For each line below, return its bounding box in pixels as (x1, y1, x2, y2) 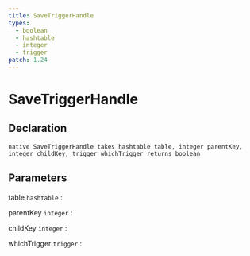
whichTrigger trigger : (8, 239, 83, 248)
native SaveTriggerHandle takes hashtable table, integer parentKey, (8, 142, 244, 151)
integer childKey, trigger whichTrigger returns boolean (8, 149, 201, 157)
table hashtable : (8, 192, 63, 202)
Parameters (8, 172, 67, 185)
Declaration (8, 122, 67, 135)
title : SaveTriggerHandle (8, 11, 94, 20)
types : (8, 19, 30, 27)
